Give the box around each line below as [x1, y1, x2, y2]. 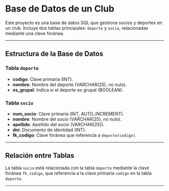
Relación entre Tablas [5, 151, 74, 160]
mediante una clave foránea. [5, 30, 64, 36]
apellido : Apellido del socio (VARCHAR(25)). [12, 121, 105, 127]
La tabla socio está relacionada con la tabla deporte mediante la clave [5, 164, 149, 171]
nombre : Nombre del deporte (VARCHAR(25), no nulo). [12, 81, 127, 87]
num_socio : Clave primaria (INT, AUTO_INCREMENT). [12, 111, 124, 117]
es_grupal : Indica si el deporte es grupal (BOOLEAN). [12, 86, 124, 93]
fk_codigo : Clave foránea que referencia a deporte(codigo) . [12, 132, 137, 138]
